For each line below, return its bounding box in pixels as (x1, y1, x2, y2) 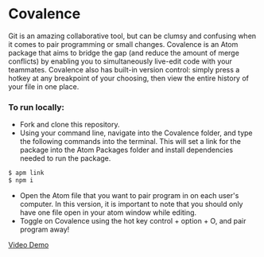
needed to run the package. (19, 154, 111, 163)
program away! (19, 224, 70, 234)
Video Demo (8, 239, 49, 249)
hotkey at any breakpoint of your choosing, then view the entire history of (8, 73, 249, 83)
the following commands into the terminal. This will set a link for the (19, 137, 241, 146)
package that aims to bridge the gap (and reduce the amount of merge (8, 48, 240, 57)
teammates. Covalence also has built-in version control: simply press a (8, 64, 240, 74)
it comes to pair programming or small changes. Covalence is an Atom (8, 39, 239, 49)
